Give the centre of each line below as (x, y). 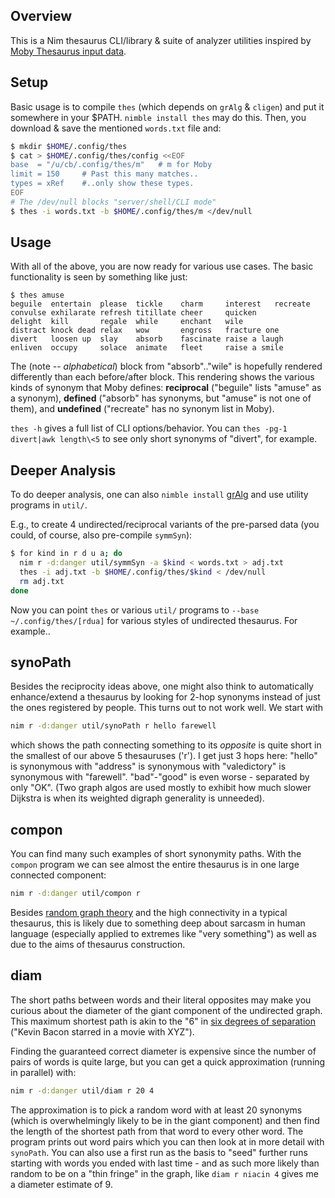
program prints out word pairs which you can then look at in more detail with (167, 1141)
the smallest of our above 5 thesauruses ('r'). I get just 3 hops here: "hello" (164, 756)
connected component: (58, 875)
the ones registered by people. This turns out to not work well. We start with (167, 708)
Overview (41, 16)
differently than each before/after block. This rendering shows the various (162, 377)
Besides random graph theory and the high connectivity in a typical (149, 912)
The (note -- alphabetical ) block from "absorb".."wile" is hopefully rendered (166, 366)
